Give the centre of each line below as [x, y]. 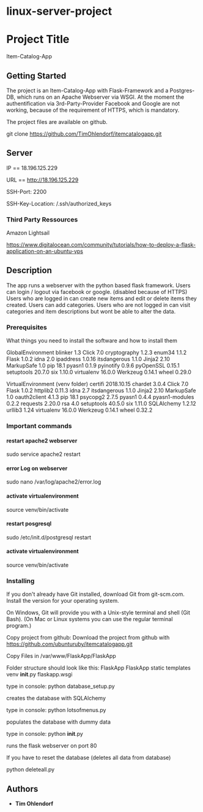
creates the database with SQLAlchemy [56, 698]
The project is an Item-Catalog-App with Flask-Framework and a [87, 90]
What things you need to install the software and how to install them [92, 341]
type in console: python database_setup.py [61, 686]
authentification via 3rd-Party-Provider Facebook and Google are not [93, 103]
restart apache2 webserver [42, 441]
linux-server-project [59, 11]
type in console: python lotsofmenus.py [56, 710]
